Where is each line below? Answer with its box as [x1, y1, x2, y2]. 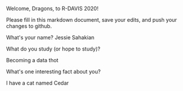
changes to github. [6, 23, 52, 29]
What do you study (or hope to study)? [6, 45, 101, 52]
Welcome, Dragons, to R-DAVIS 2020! [6, 5, 99, 12]
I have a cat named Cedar [6, 79, 69, 86]
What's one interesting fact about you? [6, 68, 101, 75]
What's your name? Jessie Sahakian [6, 34, 95, 41]
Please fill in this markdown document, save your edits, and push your [6, 16, 178, 23]
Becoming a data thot [6, 57, 59, 63]
